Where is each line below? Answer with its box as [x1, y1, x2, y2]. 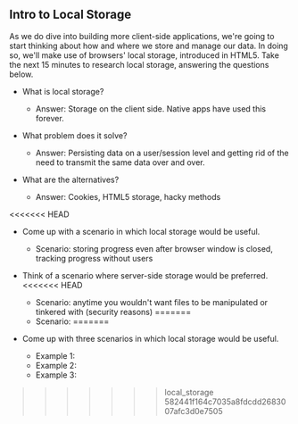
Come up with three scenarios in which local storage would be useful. [21, 333, 279, 344]
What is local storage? [21, 86, 104, 96]
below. [9, 69, 34, 79]
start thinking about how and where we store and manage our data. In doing [9, 40, 288, 51]
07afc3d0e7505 [164, 405, 223, 416]
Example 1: [35, 350, 76, 361]
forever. [35, 112, 64, 123]
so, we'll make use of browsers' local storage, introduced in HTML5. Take [9, 49, 279, 61]
